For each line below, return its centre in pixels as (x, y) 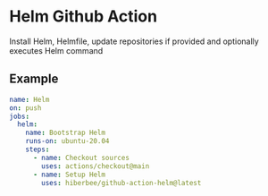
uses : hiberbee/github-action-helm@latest (121, 183)
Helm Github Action (84, 17)
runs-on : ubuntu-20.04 (67, 141)
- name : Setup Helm (69, 175)
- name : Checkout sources (81, 158)
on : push (25, 108)
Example (34, 79)
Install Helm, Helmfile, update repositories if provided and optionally (134, 41)
